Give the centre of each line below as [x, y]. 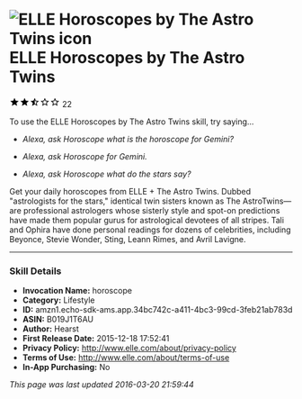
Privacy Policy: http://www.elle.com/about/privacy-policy [129, 348]
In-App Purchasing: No [66, 367]
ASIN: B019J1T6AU [58, 320]
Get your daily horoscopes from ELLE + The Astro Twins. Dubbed [130, 191]
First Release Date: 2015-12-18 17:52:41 [96, 339]
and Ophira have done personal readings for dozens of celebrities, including [150, 230]
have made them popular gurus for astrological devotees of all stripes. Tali [147, 220]
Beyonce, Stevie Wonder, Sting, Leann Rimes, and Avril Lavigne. [128, 239]
